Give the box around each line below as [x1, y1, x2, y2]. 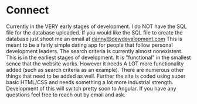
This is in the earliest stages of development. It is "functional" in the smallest [6, 54, 191, 61]
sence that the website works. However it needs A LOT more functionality [6, 60, 184, 67]
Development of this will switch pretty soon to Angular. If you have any [6, 85, 176, 92]
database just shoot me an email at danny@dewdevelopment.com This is [6, 35, 183, 42]
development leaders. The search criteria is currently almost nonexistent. [6, 47, 183, 54]
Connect [6, 4, 49, 17]
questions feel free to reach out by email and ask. [6, 91, 126, 98]
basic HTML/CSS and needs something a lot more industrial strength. [6, 78, 174, 85]
